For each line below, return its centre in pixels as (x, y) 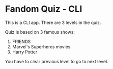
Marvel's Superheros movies (41, 46)
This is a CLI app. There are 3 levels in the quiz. (53, 23)
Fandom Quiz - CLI (44, 9)
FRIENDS (21, 41)
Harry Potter (25, 52)
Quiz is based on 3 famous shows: (40, 32)
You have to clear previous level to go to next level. (56, 61)
